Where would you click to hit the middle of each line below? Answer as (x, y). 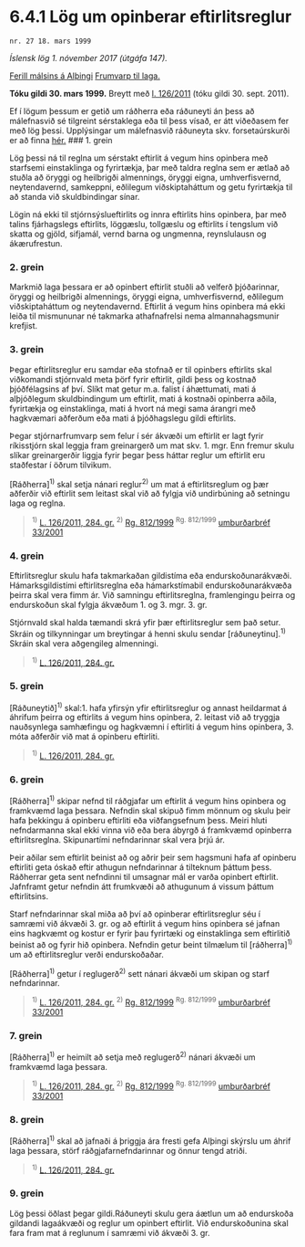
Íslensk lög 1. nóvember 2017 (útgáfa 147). (89, 58)
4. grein (27, 556)
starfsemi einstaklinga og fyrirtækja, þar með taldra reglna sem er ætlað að (149, 167)
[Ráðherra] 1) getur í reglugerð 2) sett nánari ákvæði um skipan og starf (140, 972)
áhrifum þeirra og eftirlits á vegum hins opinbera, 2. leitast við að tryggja (145, 718)
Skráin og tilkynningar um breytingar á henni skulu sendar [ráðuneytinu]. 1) (148, 633)
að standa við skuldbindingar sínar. (75, 196)
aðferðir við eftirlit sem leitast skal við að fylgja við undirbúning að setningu (150, 494)
